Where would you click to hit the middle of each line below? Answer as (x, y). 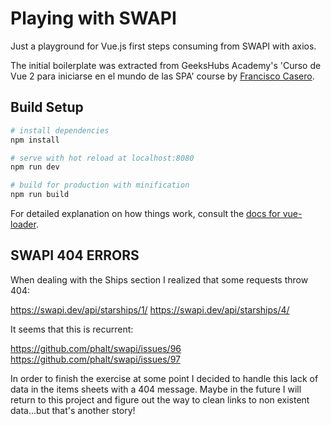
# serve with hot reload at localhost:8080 (102, 158)
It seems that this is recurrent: (72, 329)
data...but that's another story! (73, 410)
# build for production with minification (100, 185)
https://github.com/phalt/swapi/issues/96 (96, 348)
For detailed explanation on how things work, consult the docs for (145, 213)
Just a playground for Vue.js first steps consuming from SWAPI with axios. (163, 46)
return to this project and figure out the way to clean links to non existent (160, 399)
